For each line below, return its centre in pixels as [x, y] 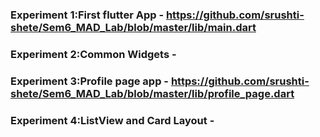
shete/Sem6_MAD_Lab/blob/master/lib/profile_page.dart [152, 93]
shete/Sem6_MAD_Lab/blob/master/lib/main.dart [133, 27]
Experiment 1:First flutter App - [87, 15]
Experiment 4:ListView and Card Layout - [112, 120]
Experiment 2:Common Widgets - [93, 54]
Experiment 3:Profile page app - [90, 81]
